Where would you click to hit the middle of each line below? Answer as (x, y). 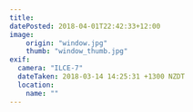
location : (36, 85)
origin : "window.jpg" (66, 43)
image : (22, 34)
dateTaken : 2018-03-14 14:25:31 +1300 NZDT (101, 77)
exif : (20, 60)
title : (22, 18)
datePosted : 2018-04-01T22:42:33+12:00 (85, 26)
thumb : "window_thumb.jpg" (77, 51)
